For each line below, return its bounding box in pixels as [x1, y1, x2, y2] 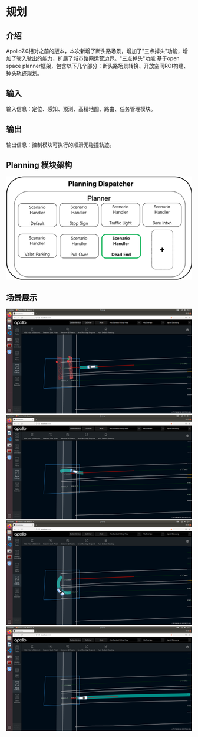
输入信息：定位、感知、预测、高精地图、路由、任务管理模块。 [6, 105, 156, 112]
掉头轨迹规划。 [6, 70, 42, 77]
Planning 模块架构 [6, 160, 72, 170]
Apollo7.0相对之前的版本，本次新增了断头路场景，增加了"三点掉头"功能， [6, 48, 183, 54]
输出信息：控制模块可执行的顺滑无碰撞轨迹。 [6, 141, 115, 148]
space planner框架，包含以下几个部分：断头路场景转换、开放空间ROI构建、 [6, 63, 189, 69]
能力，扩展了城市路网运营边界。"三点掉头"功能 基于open [42, 55, 180, 62]
